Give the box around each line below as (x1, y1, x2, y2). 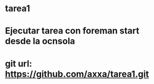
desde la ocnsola (5, 36, 76, 47)
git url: (5, 58, 33, 69)
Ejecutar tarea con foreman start (5, 25, 140, 37)
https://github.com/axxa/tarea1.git (5, 68, 149, 80)
